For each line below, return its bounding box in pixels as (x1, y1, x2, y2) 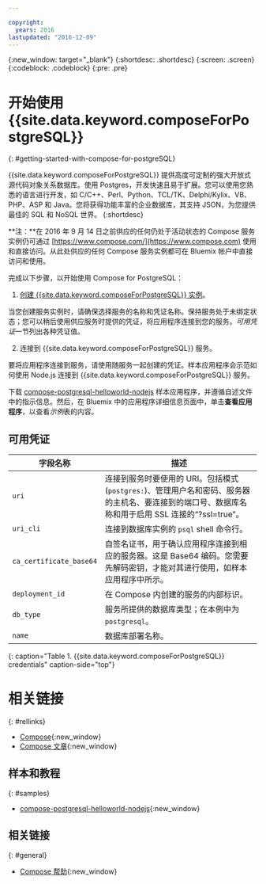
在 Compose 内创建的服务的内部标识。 (104, 589, 248, 600)
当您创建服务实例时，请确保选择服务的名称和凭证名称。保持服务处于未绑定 (8, 307, 250, 317)
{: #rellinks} (8, 717, 46, 726)
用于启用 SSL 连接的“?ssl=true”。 (120, 509, 245, 520)
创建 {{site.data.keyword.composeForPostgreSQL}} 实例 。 (19, 290, 210, 299)
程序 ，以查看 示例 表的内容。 (8, 407, 99, 417)
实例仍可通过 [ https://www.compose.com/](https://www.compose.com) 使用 (8, 237, 257, 246)
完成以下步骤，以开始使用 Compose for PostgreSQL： (8, 273, 184, 283)
